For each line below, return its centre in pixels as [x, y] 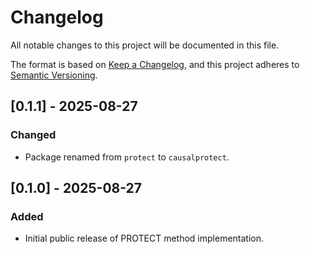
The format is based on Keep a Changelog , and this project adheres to [155, 64]
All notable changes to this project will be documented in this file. [145, 45]
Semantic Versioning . [54, 75]
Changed [33, 135]
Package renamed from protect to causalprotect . [127, 157]
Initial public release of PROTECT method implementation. [144, 238]
